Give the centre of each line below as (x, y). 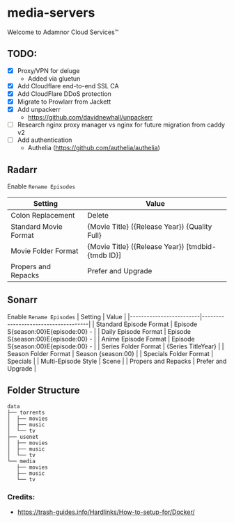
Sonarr (23, 300)
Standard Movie (37, 226)
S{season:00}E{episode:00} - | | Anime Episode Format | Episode (101, 339)
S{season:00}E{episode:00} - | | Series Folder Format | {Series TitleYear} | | (116, 346)
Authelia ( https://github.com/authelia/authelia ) (94, 148)
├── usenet (23, 437)
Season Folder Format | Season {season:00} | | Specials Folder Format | (110, 353)
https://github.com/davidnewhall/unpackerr (90, 118)
